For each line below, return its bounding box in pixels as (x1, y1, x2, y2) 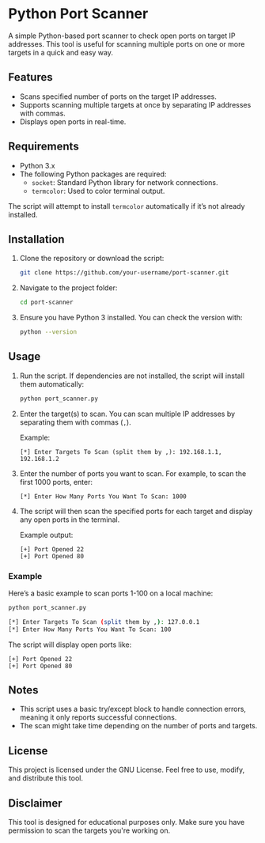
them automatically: (19, 379, 85, 388)
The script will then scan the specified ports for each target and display (19, 506, 253, 516)
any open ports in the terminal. (19, 515, 120, 524)
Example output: (19, 530, 74, 539)
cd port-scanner (19, 298, 74, 307)
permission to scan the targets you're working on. (8, 826, 171, 835)
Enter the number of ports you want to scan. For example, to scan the (19, 468, 247, 478)
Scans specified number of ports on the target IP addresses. (19, 92, 218, 101)
